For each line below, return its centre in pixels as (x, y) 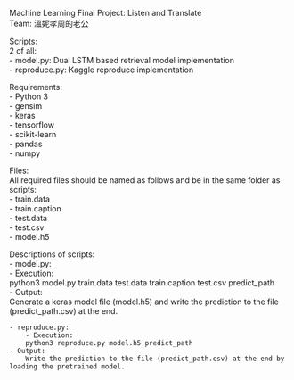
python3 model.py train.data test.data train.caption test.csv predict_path (142, 283)
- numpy (25, 153)
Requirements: (36, 87)
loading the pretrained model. (67, 367)
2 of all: (23, 51)
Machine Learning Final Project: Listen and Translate (106, 13)
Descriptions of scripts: (52, 254)
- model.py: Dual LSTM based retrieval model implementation (122, 60)
